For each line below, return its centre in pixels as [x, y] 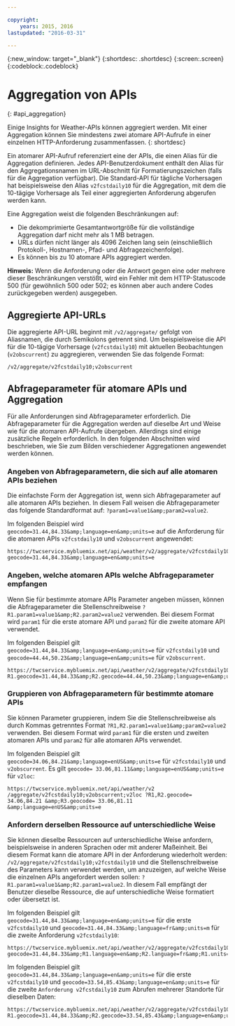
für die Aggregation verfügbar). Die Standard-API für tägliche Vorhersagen [115, 178]
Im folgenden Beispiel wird [45, 524]
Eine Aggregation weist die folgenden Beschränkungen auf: [93, 214]
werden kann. [27, 201]
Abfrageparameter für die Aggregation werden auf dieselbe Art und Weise [114, 423]
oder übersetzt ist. [34, 899]
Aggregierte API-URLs [57, 315]
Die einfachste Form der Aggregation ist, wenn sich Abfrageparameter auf [114, 496]
